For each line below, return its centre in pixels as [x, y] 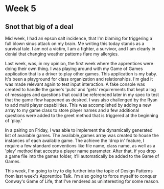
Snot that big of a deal [39, 27]
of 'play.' [14, 121]
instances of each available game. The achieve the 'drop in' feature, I [75, 141]
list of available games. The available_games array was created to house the [82, 135]
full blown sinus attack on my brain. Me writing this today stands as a [75, 44]
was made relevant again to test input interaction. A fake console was [75, 84]
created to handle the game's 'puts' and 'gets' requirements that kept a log [81, 89]
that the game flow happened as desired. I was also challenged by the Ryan [81, 100]
